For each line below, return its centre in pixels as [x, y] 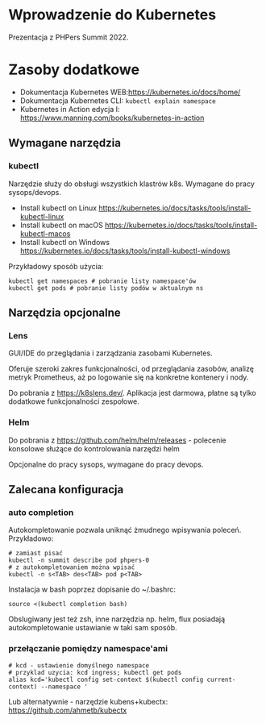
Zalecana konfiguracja [66, 489]
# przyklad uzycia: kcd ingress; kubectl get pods [95, 672]
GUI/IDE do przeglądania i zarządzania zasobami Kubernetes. [110, 353]
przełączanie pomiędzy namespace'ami [88, 649]
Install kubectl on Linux [58, 208]
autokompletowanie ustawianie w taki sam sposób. [93, 628]
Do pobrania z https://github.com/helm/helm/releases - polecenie [117, 440]
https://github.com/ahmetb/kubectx [68, 710]
